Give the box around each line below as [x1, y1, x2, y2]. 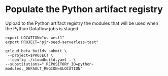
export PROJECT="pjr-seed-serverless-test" [5, 39, 99, 45]
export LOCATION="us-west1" [5, 35, 65, 40]
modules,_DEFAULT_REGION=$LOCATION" [5, 66, 83, 71]
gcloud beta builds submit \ [5, 48, 67, 53]
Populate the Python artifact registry [5, 4, 163, 15]
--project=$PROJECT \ [7, 53, 53, 58]
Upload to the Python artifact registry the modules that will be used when [5, 20, 158, 26]
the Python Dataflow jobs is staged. [5, 25, 80, 31]
